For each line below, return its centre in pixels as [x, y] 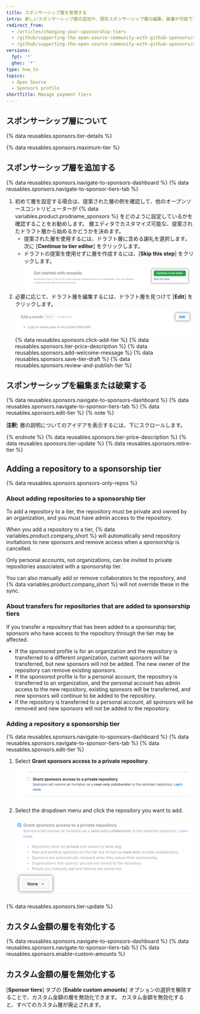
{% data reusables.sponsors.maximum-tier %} [63, 147]
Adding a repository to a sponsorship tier [84, 468]
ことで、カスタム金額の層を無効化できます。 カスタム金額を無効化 [92, 997]
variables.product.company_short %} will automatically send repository [93, 536]
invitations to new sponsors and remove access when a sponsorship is [93, 542]
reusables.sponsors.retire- [159, 444]
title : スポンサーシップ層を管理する [47, 13]
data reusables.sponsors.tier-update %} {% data [66, 444]
